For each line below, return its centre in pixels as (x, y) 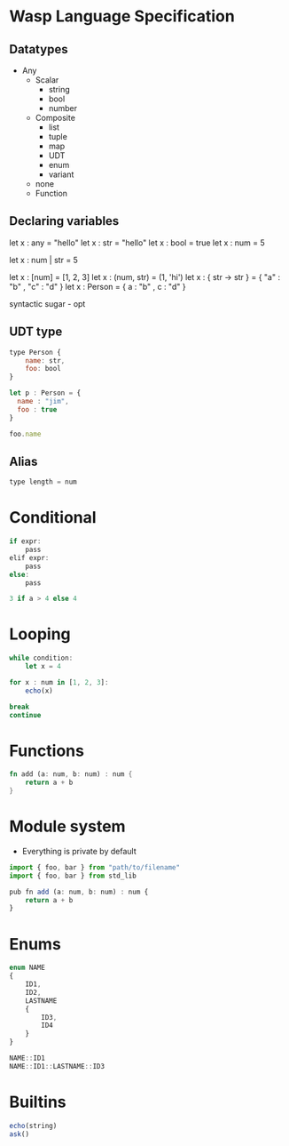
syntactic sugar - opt (47, 303)
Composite (55, 118)
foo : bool (43, 369)
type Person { (35, 352)
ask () (19, 1134)
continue (25, 715)
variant (61, 174)
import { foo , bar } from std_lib (73, 876)
